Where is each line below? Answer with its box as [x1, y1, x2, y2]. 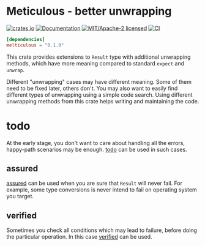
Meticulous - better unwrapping [6, 4, 172, 18]
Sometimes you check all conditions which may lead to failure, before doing [6, 226, 198, 234]
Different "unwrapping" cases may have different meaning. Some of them [6, 78, 192, 85]
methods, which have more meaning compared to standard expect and [6, 59, 185, 67]
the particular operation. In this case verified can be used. [6, 233, 152, 240]
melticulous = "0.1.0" [6, 42, 64, 48]
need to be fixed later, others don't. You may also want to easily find [6, 84, 178, 92]
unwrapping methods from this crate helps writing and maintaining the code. [6, 97, 199, 105]
